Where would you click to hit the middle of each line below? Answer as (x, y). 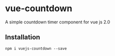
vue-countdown (39, 9)
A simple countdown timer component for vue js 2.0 (58, 22)
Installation (23, 37)
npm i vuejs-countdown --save (36, 48)
